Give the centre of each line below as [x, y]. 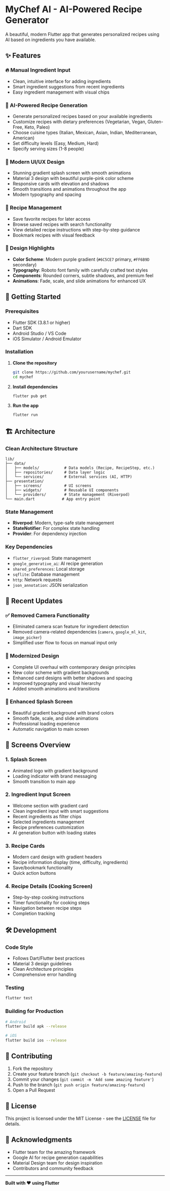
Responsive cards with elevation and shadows [61, 184]
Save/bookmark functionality [43, 868]
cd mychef [23, 377]
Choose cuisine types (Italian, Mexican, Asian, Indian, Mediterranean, [85, 132]
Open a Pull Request [34, 1090]
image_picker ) [27, 637]
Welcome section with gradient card [50, 806]
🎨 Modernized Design [32, 656]
